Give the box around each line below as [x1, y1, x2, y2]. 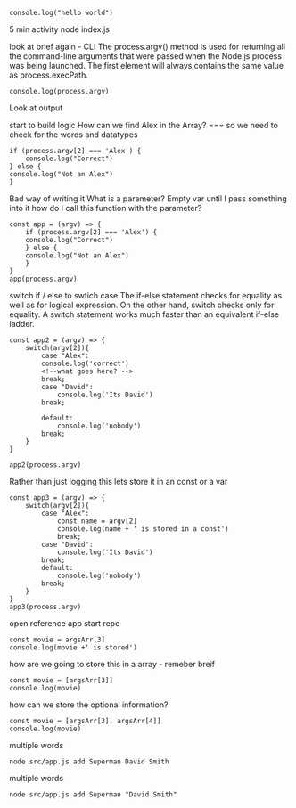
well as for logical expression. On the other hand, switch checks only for [9, 299, 275, 310]
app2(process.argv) [9, 461, 82, 469]
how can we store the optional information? [9, 699, 169, 710]
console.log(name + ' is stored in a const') [56, 525, 229, 534]
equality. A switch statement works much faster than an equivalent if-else [9, 309, 279, 320]
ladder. [9, 319, 35, 329]
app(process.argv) [9, 274, 78, 283]
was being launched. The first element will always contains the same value [9, 61, 284, 70]
